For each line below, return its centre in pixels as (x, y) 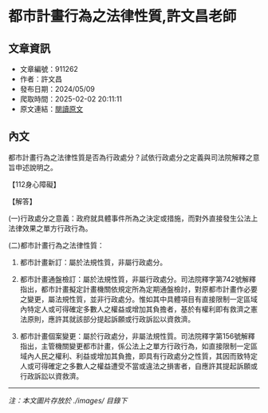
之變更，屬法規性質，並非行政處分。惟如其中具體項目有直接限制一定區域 (138, 299)
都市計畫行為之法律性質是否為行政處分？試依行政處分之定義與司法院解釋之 (130, 157)
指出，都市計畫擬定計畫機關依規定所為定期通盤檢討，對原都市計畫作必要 (138, 289)
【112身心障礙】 (34, 184)
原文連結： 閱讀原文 (51, 109)
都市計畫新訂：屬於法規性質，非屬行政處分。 (93, 262)
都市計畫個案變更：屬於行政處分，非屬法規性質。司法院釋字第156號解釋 (137, 336)
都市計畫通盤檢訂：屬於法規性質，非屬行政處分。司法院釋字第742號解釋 (138, 279)
